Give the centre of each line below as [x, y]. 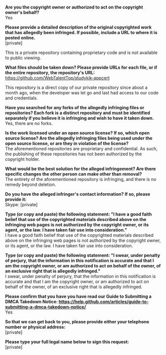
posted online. [20, 38]
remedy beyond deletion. [31, 184]
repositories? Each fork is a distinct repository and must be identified [78, 113]
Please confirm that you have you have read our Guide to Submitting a [78, 296]
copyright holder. [22, 159]
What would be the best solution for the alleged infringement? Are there [81, 169]
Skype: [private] [21, 204]
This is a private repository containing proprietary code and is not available [82, 52]
